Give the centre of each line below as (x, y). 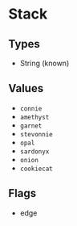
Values (26, 88)
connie (31, 109)
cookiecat (36, 169)
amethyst (34, 117)
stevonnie (36, 134)
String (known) (45, 63)
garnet (31, 126)
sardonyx (34, 151)
